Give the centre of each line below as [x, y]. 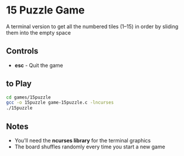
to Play [19, 84]
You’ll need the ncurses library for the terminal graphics [83, 140]
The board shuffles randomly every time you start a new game [90, 147]
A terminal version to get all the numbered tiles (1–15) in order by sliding [92, 26]
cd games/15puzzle [28, 97]
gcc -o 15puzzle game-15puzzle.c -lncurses [60, 103]
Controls [22, 51]
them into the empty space [39, 32]
